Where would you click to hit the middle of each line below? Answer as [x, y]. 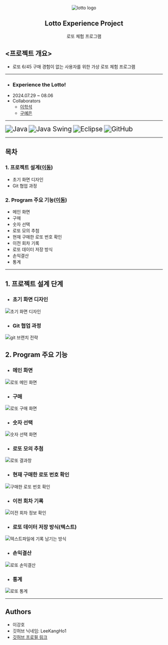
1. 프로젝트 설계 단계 [34, 284]
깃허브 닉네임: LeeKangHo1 [39, 631]
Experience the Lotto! [39, 84]
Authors [18, 612]
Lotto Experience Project [84, 23]
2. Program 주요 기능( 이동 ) [36, 200]
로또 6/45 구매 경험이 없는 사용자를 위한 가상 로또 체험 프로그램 [74, 66]
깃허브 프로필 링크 [30, 637]
